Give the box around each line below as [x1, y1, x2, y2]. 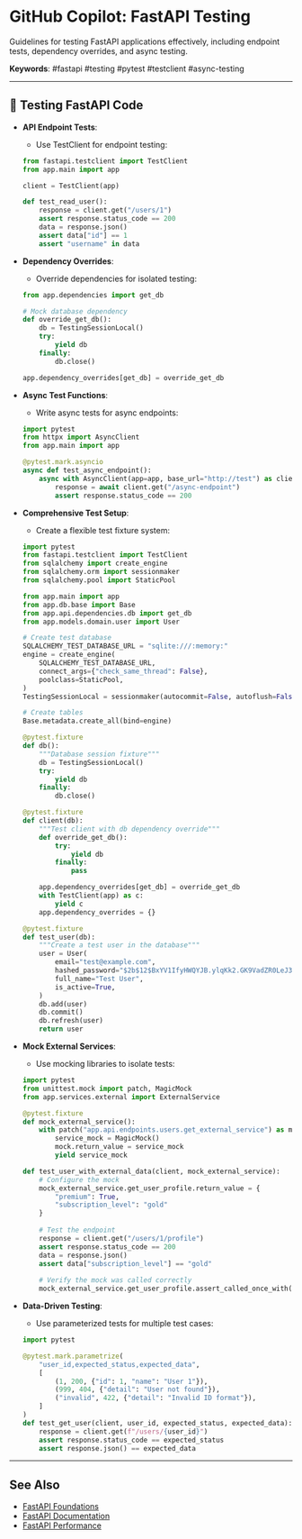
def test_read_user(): [22, 197, 108, 206]
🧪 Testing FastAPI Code [9, 97, 144, 114]
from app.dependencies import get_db [22, 290, 164, 299]
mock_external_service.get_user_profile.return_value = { [39, 1183, 261, 1193]
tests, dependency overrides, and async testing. [9, 45, 189, 56]
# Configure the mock [39, 1175, 120, 1184]
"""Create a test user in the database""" [39, 941, 200, 950]
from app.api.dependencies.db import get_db [22, 608, 192, 618]
